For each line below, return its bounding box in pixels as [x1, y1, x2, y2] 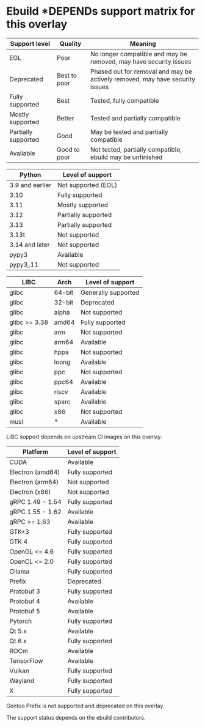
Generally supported [80, 288, 140, 297]
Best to [57, 71, 77, 79]
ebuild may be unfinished [90, 153, 163, 161]
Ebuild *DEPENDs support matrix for [6, 4, 195, 18]
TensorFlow [9, 656, 43, 665]
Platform [22, 448, 49, 456]
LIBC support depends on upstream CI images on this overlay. [6, 433, 163, 440]
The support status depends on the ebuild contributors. [6, 714, 146, 721]
